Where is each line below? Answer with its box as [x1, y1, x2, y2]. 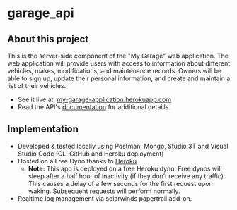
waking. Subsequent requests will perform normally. [28, 187, 180, 195]
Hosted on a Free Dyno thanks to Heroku [17, 156, 137, 165]
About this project [7, 33, 89, 45]
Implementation [7, 123, 79, 135]
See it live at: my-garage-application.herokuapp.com [17, 95, 172, 104]
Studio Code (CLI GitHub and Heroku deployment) [17, 149, 164, 158]
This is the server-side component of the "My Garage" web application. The [7, 51, 229, 60]
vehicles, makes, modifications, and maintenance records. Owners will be [7, 67, 222, 75]
